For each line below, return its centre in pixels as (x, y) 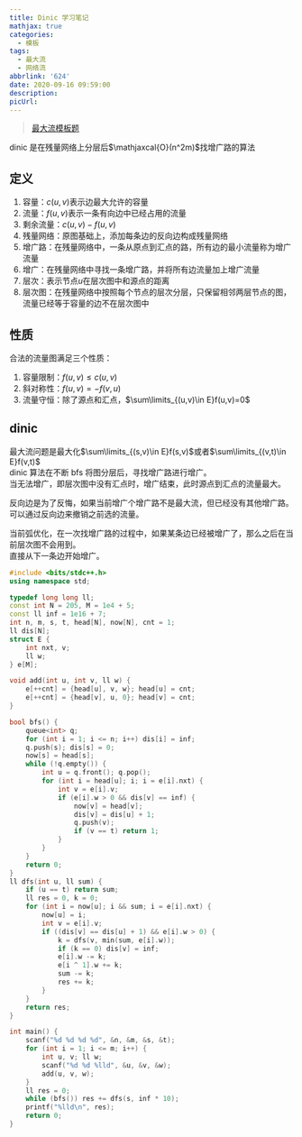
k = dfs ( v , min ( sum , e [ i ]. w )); (116, 940)
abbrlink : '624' (40, 77)
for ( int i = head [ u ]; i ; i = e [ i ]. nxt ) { (123, 781)
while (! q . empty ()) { (66, 764)
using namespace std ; (50, 581)
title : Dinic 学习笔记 (49, 18)
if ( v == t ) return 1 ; (116, 831)
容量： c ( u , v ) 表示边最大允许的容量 (85, 202)
